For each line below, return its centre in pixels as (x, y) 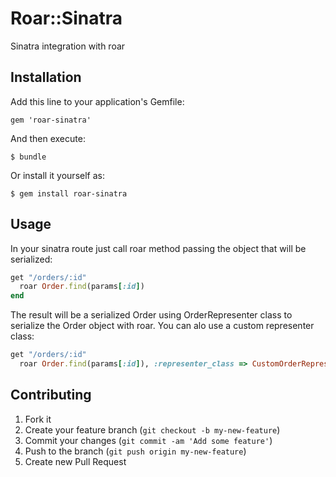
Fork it (38, 419)
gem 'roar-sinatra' (51, 120)
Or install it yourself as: (57, 175)
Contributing (51, 395)
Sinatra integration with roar (68, 46)
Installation (46, 77)
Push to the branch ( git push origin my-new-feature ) (135, 451)
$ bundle (28, 157)
